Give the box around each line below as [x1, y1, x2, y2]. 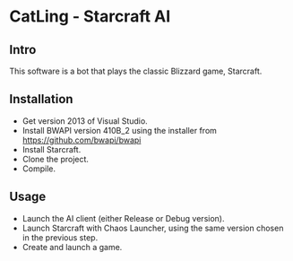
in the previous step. [22, 231, 99, 243]
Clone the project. [22, 153, 90, 164]
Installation [9, 91, 73, 107]
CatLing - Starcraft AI [9, 6, 171, 27]
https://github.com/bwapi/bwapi [22, 135, 142, 145]
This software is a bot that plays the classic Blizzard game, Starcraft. [9, 65, 263, 76]
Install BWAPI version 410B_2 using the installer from [22, 125, 218, 135]
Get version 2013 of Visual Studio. [22, 115, 148, 126]
